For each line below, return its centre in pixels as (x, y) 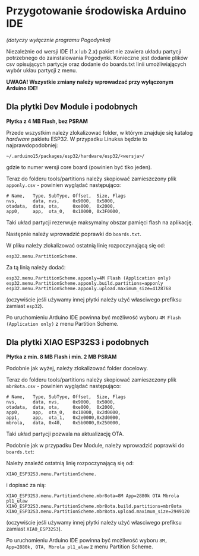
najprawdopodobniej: (32, 145)
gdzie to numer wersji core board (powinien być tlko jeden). (79, 167)
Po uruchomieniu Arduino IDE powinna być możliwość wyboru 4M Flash (94, 317)
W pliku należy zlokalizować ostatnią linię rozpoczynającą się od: (86, 245)
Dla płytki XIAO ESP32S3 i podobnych (78, 342)
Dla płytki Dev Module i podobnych (72, 107)
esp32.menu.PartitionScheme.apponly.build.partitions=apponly (85, 283)
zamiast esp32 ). (25, 306)
